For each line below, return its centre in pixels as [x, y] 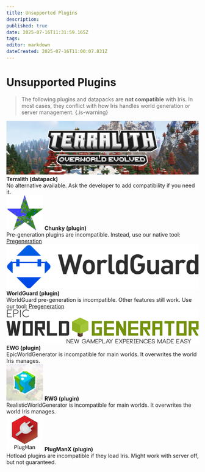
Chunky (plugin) [65, 228]
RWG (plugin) [62, 398]
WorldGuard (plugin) [33, 293]
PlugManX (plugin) [69, 449]
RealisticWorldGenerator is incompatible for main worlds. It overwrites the [99, 405]
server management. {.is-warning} [65, 112]
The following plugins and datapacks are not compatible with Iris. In [107, 99]
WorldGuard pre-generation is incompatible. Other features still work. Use [99, 300]
